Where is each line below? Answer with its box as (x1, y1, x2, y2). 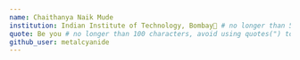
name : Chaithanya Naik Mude (9, 12, 114, 22)
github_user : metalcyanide (9, 37, 110, 47)
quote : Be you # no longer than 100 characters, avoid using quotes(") (9, 29, 281, 38)
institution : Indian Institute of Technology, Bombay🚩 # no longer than (9, 21, 286, 30)
